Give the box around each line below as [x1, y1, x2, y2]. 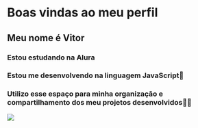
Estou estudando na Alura [7, 53, 95, 62]
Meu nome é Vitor [7, 32, 85, 44]
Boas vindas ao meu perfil [7, 5, 158, 21]
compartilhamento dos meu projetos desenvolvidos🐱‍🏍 [7, 98, 192, 107]
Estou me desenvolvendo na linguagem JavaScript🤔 [7, 71, 184, 80]
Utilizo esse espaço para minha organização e [7, 89, 163, 99]
